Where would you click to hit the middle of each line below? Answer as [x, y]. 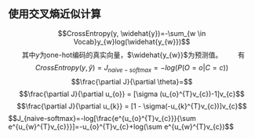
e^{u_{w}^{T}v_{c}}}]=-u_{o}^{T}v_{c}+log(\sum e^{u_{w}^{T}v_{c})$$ [121, 127]
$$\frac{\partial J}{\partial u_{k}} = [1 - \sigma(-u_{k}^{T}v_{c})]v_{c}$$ [132, 106]
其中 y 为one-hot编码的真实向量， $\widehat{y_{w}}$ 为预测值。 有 [134, 55]
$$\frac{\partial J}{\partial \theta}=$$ [132, 81]
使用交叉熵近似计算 [55, 14]
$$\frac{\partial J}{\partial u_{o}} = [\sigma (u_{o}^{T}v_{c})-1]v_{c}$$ [132, 94]
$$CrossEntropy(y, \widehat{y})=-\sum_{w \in [132, 33]
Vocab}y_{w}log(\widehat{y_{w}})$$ [132, 41]
